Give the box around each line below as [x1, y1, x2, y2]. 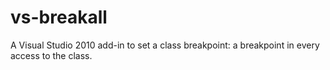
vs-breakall [10, 6, 108, 29]
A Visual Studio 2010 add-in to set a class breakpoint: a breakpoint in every [10, 39, 320, 51]
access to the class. [10, 49, 93, 61]
